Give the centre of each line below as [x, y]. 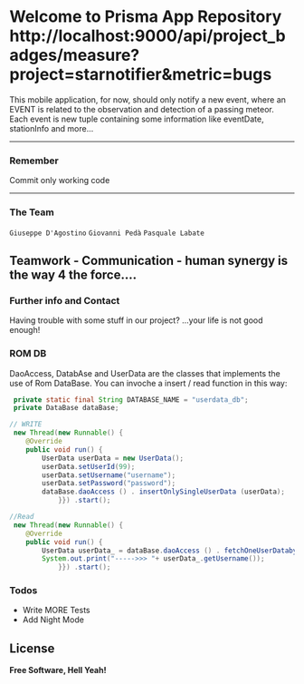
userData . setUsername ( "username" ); [109, 475]
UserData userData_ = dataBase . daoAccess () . [131, 551]
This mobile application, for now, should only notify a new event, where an [148, 99]
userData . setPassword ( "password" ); [109, 484]
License [32, 648]
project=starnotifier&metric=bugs [141, 75]
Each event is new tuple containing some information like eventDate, [137, 119]
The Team [32, 212]
